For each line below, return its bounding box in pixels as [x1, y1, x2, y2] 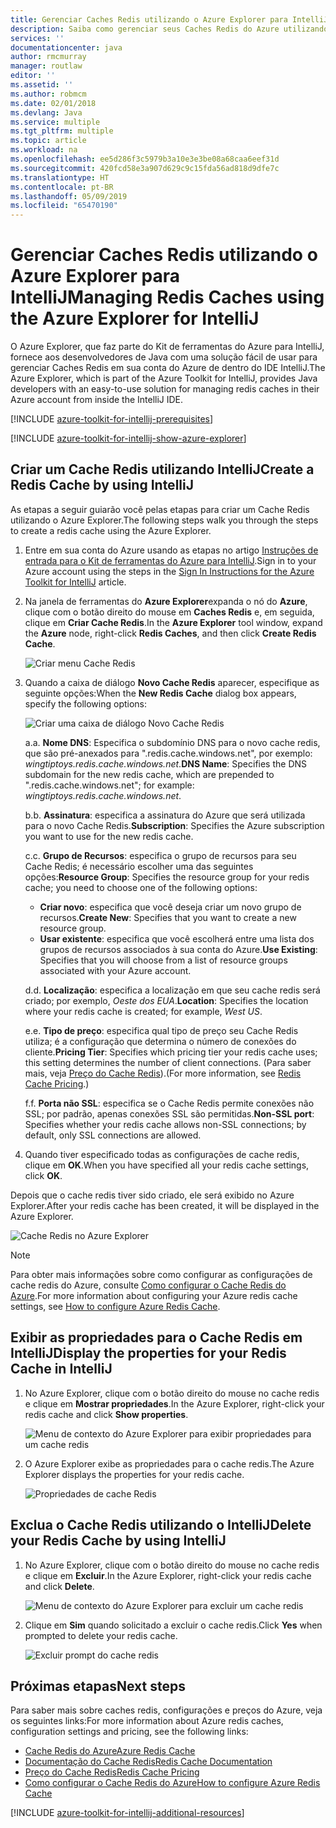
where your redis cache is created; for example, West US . [24, 1005, 263, 1017]
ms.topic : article [10, 136, 87, 146]
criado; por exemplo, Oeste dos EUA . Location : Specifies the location [24, 994, 309, 1006]
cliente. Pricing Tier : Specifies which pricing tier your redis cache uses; [24, 1046, 318, 1058]
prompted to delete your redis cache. [24, 1629, 178, 1641]
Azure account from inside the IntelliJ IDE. [10, 394, 184, 406]
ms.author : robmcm [10, 89, 87, 99]
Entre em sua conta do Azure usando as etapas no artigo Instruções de [24, 544, 319, 556]
